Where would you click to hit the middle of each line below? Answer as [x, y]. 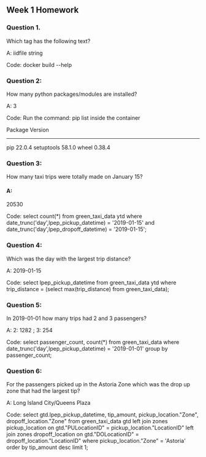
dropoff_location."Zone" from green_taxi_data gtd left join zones [87, 421]
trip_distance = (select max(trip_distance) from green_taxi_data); [88, 289]
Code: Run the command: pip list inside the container [73, 118]
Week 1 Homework [43, 10]
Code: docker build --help [39, 64]
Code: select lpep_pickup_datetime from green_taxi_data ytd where [91, 283]
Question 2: [24, 80]
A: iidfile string [25, 53]
